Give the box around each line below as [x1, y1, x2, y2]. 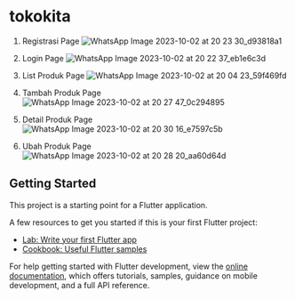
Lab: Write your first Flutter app [21, 234, 138, 245]
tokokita [9, 6, 71, 27]
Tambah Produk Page [21, 87, 102, 98]
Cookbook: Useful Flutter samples [21, 243, 147, 255]
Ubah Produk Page [21, 141, 92, 151]
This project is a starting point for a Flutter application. [9, 199, 208, 210]
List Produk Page [21, 69, 85, 81]
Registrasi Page [21, 36, 80, 46]
